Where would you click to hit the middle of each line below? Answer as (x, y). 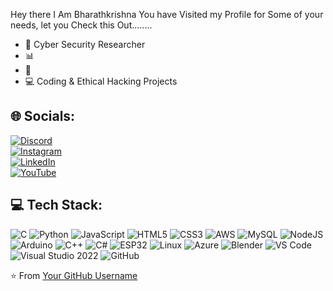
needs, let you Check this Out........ (81, 25)
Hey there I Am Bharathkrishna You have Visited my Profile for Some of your (167, 14)
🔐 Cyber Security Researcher (85, 44)
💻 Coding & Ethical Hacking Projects (101, 81)
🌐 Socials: (43, 116)
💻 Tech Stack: (56, 205)
